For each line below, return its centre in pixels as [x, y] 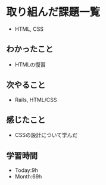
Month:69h [28, 177]
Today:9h [26, 170]
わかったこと [30, 49]
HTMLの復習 [30, 64]
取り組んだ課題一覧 [53, 12]
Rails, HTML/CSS [36, 100]
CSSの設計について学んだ [46, 135]
